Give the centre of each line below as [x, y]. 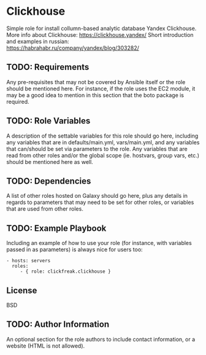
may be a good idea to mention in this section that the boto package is [95, 95]
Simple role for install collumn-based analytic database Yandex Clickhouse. [101, 28]
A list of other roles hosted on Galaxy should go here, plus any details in [97, 196]
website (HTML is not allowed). [46, 346]
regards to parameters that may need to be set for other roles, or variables [100, 202]
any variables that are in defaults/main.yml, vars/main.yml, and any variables [103, 142]
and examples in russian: [38, 41]
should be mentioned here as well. [50, 162]
